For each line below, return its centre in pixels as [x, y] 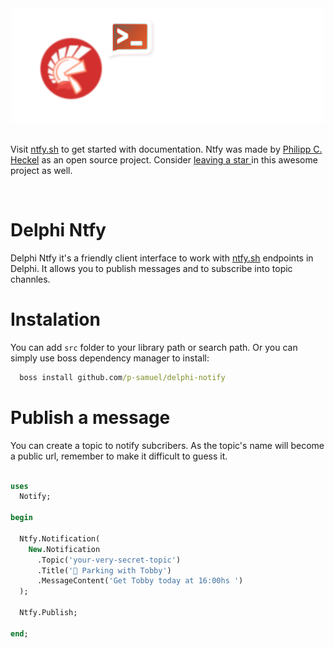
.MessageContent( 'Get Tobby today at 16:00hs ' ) [140, 581]
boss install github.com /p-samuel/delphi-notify [122, 377]
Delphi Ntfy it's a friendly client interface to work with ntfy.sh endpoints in [162, 258]
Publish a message [90, 417]
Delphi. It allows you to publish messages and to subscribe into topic [151, 268]
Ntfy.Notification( [60, 538]
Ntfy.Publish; [48, 613]
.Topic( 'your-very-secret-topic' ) [109, 560]
